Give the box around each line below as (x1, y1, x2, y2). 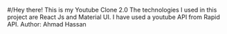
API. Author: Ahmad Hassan (7, 20, 87, 28)
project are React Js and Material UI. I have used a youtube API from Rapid (7, 13, 220, 21)
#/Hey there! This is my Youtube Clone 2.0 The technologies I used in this (7, 6, 217, 14)
